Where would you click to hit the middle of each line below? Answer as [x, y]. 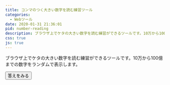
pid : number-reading [27, 29]
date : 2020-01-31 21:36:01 [34, 24]
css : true [16, 38]
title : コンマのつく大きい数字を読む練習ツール [49, 10]
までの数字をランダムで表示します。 [43, 64]
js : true [14, 43]
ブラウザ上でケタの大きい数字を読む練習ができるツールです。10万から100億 [84, 58]
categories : [18, 15]
